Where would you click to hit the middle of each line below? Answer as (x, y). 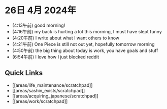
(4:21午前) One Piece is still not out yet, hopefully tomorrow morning (83, 44)
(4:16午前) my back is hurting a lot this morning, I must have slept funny (87, 31)
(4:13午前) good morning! (39, 25)
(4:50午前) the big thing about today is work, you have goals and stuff (85, 50)
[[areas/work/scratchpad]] (40, 101)
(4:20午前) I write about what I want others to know (66, 38)
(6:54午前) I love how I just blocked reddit (56, 57)
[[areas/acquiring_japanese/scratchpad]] (55, 96)
